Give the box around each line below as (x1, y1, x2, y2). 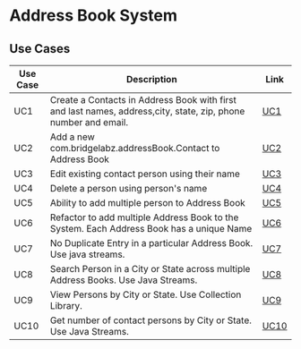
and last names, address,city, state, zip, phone (49, 105, 245, 117)
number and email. (49, 116, 128, 128)
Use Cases (9, 41, 71, 56)
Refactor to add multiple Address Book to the (49, 211, 239, 224)
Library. (49, 300, 82, 311)
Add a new (49, 131, 96, 143)
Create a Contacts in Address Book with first (49, 94, 237, 106)
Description (125, 73, 177, 85)
